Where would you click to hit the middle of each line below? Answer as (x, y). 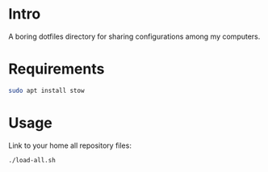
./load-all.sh (32, 160)
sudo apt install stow (46, 90)
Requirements (57, 69)
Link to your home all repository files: (70, 145)
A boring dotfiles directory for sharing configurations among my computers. (134, 36)
